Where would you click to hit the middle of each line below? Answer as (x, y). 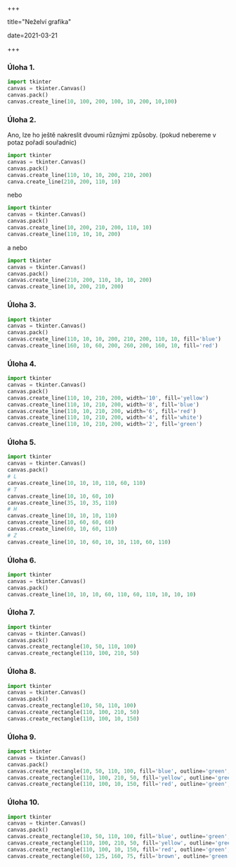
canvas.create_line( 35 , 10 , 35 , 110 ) (63, 503)
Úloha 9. (22, 737)
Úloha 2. (22, 119)
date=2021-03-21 (33, 35)
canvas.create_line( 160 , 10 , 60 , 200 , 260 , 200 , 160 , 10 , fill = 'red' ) (113, 346)
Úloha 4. (22, 364)
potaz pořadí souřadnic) (42, 142)
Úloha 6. (22, 560)
